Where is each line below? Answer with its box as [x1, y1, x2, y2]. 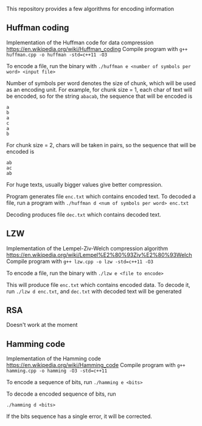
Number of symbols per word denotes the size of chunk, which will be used [6, 79, 196, 87]
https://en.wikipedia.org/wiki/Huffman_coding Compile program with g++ [6, 45, 188, 52]
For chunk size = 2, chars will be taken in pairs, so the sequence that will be [6, 141, 197, 148]
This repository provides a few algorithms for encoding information [6, 5, 175, 12]
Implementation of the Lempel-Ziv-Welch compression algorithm [6, 244, 169, 252]
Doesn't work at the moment [6, 321, 78, 329]
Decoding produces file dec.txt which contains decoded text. [6, 211, 161, 218]
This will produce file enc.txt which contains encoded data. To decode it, [6, 281, 190, 288]
